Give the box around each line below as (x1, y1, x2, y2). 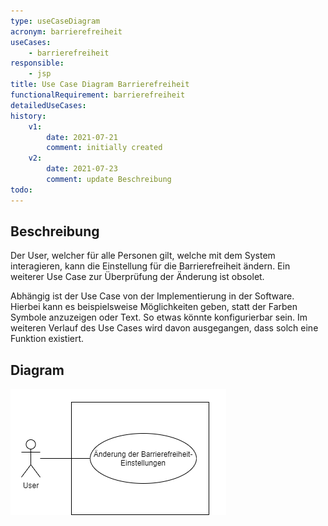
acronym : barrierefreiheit (10, 26, 123, 37)
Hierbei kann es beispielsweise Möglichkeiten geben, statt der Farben (10, 301, 298, 313)
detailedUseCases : (10, 100, 87, 110)
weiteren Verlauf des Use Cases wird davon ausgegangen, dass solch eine (10, 322, 319, 334)
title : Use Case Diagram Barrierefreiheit (10, 80, 190, 90)
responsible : (10, 58, 65, 69)
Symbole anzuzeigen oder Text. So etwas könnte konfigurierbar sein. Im (10, 311, 308, 324)
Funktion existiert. (10, 333, 85, 345)
